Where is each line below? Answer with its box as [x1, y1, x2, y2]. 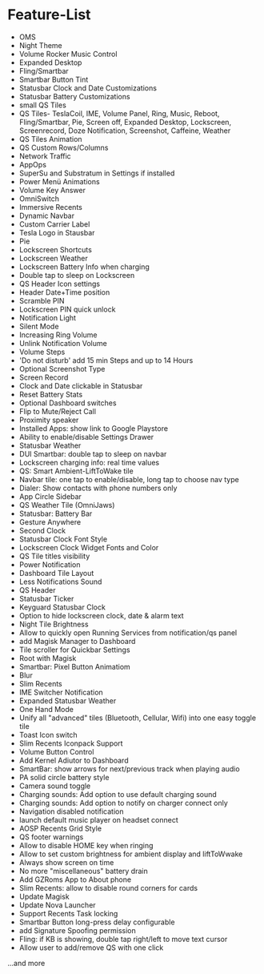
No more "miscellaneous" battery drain [18, 866, 149, 875]
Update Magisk [18, 891, 70, 901]
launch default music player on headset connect [18, 815, 178, 824]
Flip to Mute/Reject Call [18, 406, 97, 416]
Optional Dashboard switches [18, 398, 117, 408]
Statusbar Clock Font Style [18, 534, 108, 544]
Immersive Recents [18, 202, 83, 211]
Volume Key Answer [18, 185, 86, 195]
